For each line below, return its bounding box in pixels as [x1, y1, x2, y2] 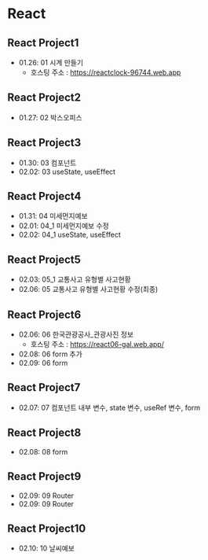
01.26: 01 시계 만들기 [18, 58, 84, 67]
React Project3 [7, 136, 82, 149]
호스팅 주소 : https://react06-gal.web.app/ [30, 340, 164, 349]
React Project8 [7, 426, 82, 440]
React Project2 [7, 91, 82, 105]
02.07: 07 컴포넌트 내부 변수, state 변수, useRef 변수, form [18, 403, 201, 412]
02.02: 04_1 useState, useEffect [18, 230, 121, 240]
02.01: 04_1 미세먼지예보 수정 [18, 221, 109, 230]
